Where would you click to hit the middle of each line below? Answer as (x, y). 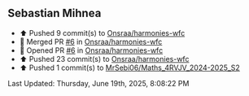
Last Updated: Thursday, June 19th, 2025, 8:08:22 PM (98, 83)
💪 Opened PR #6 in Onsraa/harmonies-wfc (91, 50)
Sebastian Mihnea (55, 13)
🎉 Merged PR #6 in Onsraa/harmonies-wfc (91, 41)
